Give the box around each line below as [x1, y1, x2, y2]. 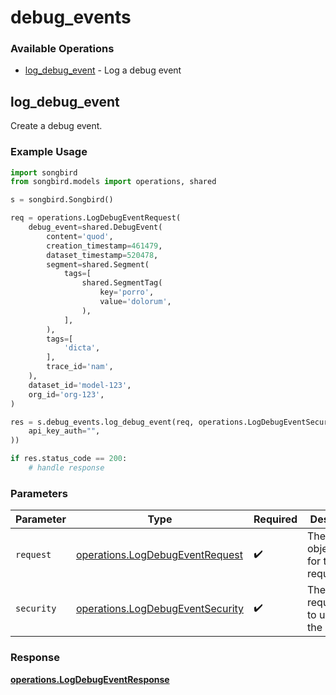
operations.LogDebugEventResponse [10, 673, 170, 685]
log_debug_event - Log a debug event [24, 64, 182, 76]
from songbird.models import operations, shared [10, 177, 217, 187]
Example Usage [10, 145, 88, 159]
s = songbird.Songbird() [10, 195, 114, 205]
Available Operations [10, 42, 115, 56]
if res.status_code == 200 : [10, 454, 128, 464]
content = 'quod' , [46, 231, 114, 241]
